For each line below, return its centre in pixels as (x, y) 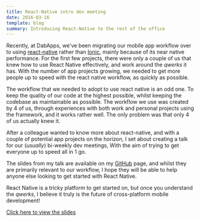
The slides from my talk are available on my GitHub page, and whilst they (96, 163)
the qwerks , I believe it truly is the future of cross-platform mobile (87, 194)
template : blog (25, 23)
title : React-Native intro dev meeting (56, 12)
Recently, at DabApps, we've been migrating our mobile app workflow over (99, 46)
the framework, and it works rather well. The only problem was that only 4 (98, 115)
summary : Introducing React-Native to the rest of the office (86, 29)
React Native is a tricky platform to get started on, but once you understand (100, 188)
